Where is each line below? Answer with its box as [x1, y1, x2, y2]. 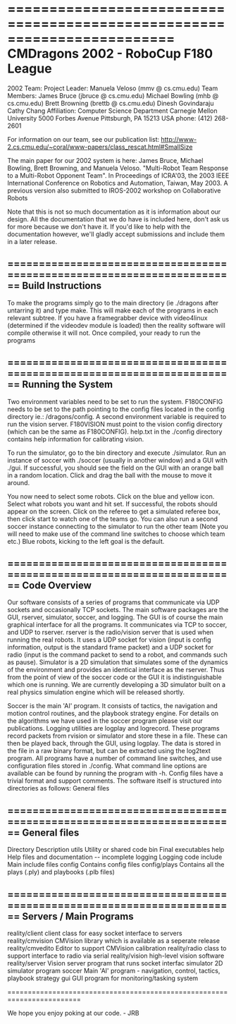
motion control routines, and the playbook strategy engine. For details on [7, 709, 219, 718]
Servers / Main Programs [22, 910, 134, 922]
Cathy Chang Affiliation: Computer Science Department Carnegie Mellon [7, 106, 218, 115]
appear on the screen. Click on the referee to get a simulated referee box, [7, 507, 221, 516]
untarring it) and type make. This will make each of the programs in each [7, 306, 218, 315]
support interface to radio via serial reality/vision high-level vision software [7, 951, 225, 960]
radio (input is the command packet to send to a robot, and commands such [7, 650, 228, 659]
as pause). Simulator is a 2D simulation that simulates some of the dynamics [7, 658, 229, 666]
